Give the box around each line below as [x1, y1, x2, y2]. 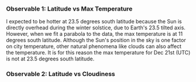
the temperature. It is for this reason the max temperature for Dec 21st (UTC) [6, 49, 191, 56]
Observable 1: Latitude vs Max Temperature [6, 5, 133, 13]
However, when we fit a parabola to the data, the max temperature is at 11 [6, 30, 183, 37]
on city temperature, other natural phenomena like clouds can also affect [6, 43, 182, 50]
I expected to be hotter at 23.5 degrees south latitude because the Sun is [6, 18, 183, 25]
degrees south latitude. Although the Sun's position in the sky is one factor [6, 37, 186, 44]
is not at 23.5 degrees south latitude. [6, 55, 95, 63]
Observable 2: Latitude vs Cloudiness [6, 70, 115, 78]
